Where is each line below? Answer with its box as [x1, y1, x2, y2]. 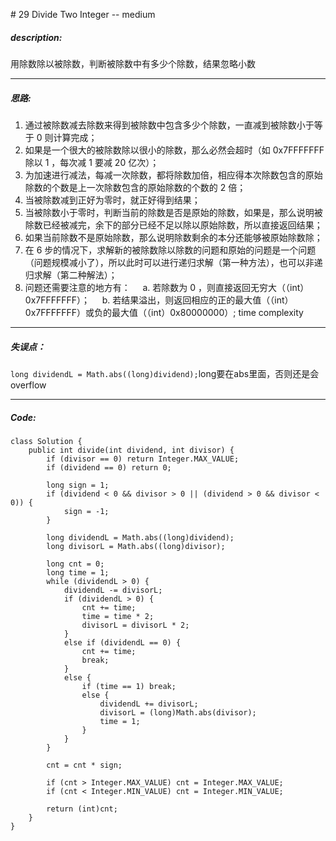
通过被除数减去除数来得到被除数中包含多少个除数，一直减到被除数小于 [24, 119, 315, 131]
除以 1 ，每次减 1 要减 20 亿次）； [24, 156, 160, 168]
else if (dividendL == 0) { [63, 637, 182, 648]
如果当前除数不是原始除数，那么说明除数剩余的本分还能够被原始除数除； [24, 231, 323, 243]
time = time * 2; [81, 611, 155, 621]
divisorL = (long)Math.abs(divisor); [99, 707, 257, 718]
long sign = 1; [46, 480, 110, 490]
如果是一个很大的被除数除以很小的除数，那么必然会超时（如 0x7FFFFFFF [24, 144, 325, 156]
